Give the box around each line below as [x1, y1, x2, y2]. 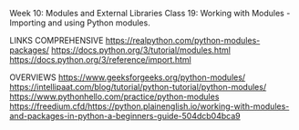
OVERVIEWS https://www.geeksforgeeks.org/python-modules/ [9, 72, 246, 83]
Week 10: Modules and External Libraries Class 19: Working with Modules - [9, 8, 291, 18]
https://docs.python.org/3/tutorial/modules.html [51, 45, 231, 55]
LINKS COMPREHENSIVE [9, 35, 104, 45]
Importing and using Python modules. [9, 17, 150, 28]
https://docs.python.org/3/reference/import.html [9, 55, 191, 65]
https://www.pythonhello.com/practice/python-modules [9, 91, 220, 102]
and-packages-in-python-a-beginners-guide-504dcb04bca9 [9, 111, 241, 121]
